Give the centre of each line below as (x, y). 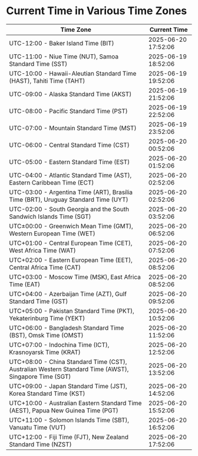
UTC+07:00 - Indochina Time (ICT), (59, 345)
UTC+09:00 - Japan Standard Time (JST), (68, 386)
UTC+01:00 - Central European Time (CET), (71, 243)
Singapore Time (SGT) (40, 376)
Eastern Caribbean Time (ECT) (52, 182)
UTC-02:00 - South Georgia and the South (69, 209)
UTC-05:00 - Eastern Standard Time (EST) (70, 162)
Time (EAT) (24, 284)
